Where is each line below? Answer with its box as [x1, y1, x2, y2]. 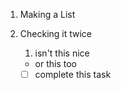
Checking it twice [19, 28, 93, 39]
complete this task [34, 69, 112, 80]
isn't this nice [34, 47, 90, 59]
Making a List [19, 9, 76, 20]
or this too [34, 58, 78, 69]
